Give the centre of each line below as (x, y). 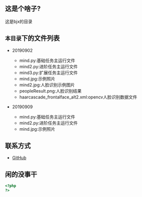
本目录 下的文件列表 (32, 38)
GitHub (19, 158)
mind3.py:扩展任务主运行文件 (48, 73)
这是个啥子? (23, 9)
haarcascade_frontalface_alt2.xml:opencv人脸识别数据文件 (78, 97)
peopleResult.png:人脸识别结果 (50, 91)
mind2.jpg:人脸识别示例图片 (47, 85)
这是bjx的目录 (19, 21)
